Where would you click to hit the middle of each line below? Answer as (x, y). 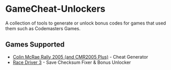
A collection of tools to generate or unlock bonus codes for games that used (86, 23)
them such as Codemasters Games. (43, 28)
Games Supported (35, 45)
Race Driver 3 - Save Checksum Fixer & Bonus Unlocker (72, 62)
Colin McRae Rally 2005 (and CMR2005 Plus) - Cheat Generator (80, 57)
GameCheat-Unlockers (56, 9)
